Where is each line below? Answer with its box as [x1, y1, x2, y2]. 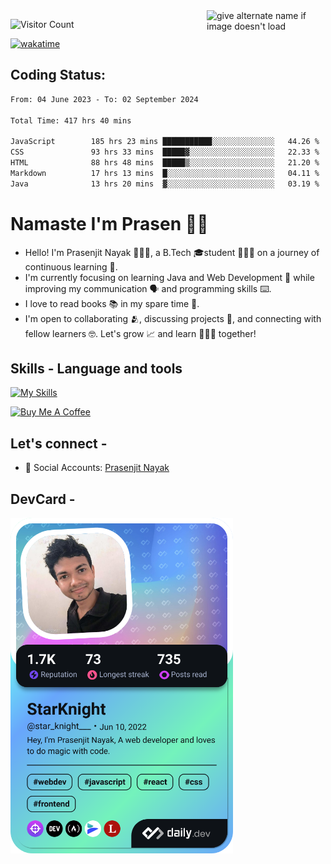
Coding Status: [10, 67, 106, 84]
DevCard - [10, 490, 76, 508]
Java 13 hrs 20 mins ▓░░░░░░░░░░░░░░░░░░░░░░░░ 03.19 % [10, 179, 320, 189]
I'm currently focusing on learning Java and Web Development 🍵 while [24, 271, 315, 283]
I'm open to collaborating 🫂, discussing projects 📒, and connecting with [24, 312, 322, 324]
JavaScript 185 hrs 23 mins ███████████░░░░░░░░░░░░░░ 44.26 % [10, 137, 320, 147]
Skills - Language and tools [10, 360, 183, 378]
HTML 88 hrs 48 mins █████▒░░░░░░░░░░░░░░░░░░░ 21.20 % [10, 158, 320, 168]
